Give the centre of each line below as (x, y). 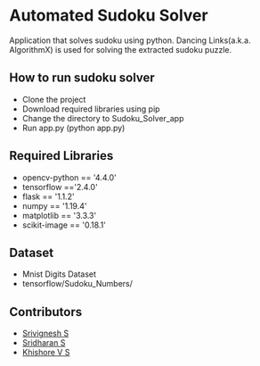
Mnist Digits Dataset (59, 274)
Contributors (46, 312)
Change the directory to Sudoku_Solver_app (103, 118)
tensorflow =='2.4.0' (60, 187)
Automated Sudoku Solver (109, 16)
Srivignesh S (45, 333)
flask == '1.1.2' (48, 196)
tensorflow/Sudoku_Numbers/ (77, 284)
